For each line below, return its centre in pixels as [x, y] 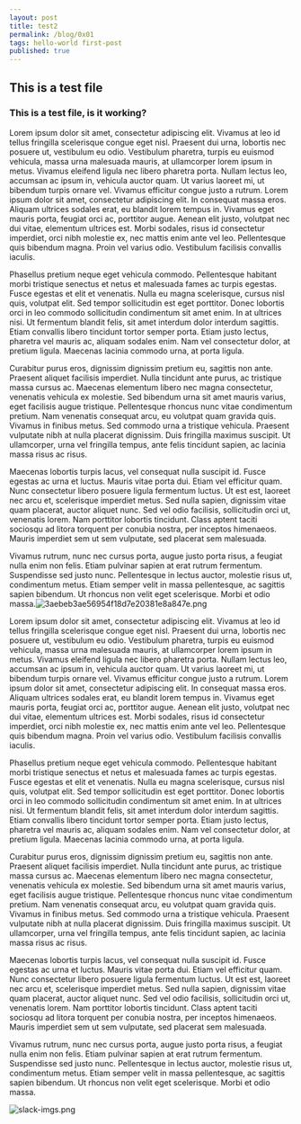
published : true [40, 51]
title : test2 [34, 26]
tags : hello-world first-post [66, 43]
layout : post [34, 18]
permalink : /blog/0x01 [52, 34]
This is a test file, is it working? [78, 113]
